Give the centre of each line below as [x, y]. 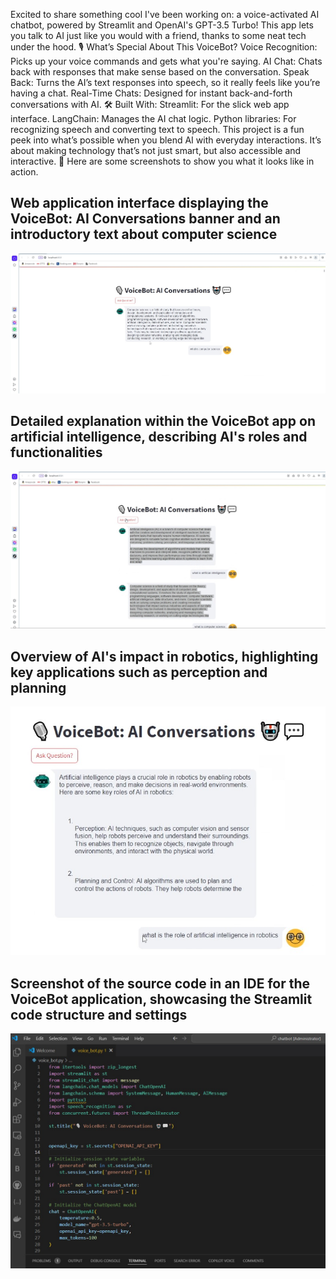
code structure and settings [99, 1014]
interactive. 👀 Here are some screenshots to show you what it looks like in [162, 161]
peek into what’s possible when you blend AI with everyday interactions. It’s [166, 140]
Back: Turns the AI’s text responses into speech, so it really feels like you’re [165, 82]
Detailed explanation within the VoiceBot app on [163, 421]
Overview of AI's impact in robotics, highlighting [164, 656]
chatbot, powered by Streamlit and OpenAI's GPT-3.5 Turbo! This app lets [162, 25]
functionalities [56, 452]
